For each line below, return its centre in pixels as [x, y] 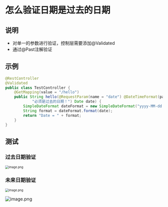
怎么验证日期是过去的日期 [58, 10]
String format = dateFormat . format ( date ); [68, 111]
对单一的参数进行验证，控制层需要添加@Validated [63, 43]
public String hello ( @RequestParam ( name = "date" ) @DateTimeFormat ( [87, 97]
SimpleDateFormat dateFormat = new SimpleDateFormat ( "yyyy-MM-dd [93, 106]
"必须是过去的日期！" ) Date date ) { [66, 102]
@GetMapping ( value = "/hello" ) [47, 92]
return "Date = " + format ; [52, 115]
